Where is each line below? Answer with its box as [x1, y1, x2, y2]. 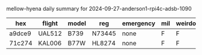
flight [41, 19, 58, 27]
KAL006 [38, 39, 62, 47]
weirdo [176, 19, 197, 27]
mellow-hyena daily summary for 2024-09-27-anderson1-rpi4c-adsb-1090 [6, 5, 192, 12]
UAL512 [38, 29, 62, 38]
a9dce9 [9, 29, 31, 38]
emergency [122, 19, 156, 27]
